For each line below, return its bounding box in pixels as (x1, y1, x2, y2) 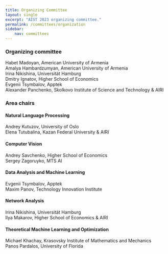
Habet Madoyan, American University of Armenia (5, 60, 109, 66)
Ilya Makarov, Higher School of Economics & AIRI (5, 215, 108, 221)
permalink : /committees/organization (5, 21, 86, 27)
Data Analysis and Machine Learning (5, 169, 85, 175)
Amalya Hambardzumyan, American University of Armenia (5, 65, 128, 72)
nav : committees (14, 31, 50, 36)
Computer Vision (5, 141, 42, 147)
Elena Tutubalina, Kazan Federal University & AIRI (5, 129, 109, 135)
